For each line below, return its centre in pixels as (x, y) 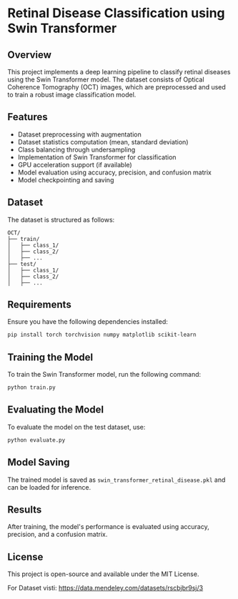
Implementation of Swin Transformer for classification (97, 157)
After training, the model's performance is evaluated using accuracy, (108, 527)
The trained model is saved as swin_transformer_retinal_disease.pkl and (116, 480)
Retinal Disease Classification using (116, 13)
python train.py (31, 387)
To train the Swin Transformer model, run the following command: (104, 375)
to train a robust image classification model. (72, 95)
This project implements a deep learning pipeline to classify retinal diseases (119, 72)
